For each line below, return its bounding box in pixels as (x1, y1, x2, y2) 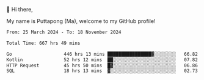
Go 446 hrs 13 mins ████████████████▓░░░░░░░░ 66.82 (6, 51, 199, 57)
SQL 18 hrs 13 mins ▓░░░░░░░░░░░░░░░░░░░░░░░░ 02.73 (6, 68, 199, 74)
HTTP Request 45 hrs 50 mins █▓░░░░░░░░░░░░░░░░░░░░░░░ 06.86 (6, 62, 199, 68)
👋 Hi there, (6, 6, 34, 13)
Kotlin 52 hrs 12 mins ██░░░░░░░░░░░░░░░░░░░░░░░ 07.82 (6, 56, 199, 63)
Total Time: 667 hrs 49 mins (6, 40, 81, 46)
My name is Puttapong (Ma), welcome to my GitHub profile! (6, 18, 156, 24)
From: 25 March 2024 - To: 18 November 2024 (6, 29, 122, 35)
